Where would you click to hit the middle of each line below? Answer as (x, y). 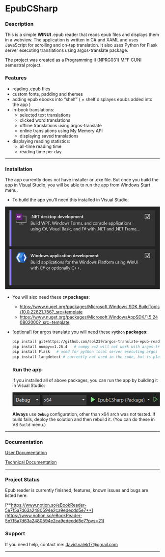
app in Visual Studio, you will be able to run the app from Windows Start (78, 185)
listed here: (16, 495)
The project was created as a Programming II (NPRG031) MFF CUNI (73, 60)
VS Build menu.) (29, 424)
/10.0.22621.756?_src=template (51, 312)
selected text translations (45, 115)
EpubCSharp (31, 9)
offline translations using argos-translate (61, 125)
